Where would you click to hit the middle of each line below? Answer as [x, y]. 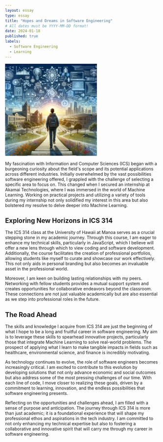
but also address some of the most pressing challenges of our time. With [78, 378]
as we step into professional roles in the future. [52, 299]
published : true [22, 36]
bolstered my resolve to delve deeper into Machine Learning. [67, 205]
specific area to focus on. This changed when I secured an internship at [78, 184]
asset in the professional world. [37, 269]
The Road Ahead [31, 315]
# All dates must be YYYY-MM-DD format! [47, 26]
